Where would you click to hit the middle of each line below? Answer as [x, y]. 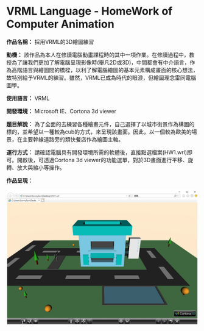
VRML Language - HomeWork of [90, 11]
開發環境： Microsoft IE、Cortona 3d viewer [62, 111]
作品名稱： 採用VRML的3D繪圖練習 [50, 41]
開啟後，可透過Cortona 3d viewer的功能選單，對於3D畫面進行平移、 [102, 160]
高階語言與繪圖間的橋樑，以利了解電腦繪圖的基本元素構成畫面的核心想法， [105, 70]
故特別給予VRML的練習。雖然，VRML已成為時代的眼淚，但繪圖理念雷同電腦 [101, 77]
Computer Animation [60, 24]
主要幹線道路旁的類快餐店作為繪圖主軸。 [73, 139]
